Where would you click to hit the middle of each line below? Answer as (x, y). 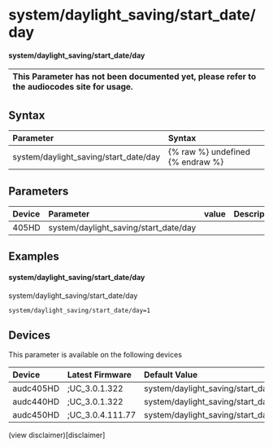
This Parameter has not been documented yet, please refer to (134, 77)
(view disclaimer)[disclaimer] (57, 435)
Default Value (170, 375)
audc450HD (36, 415)
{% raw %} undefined (209, 152)
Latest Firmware (100, 375)
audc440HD (36, 402)
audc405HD (36, 388)
